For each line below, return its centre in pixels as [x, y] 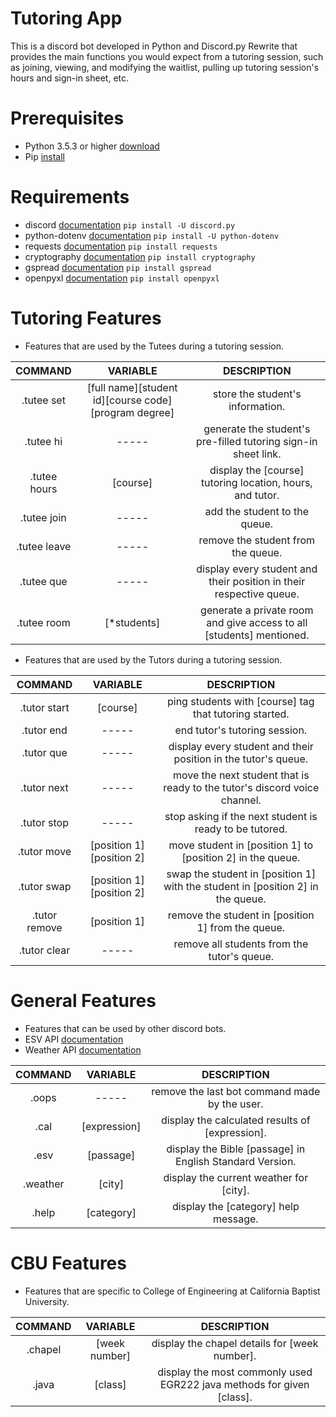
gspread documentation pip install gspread [118, 267]
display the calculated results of [235, 1120]
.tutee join [43, 517]
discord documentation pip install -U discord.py [130, 224]
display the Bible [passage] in [236, 1149]
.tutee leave [44, 546]
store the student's [257, 394]
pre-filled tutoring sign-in [257, 441]
